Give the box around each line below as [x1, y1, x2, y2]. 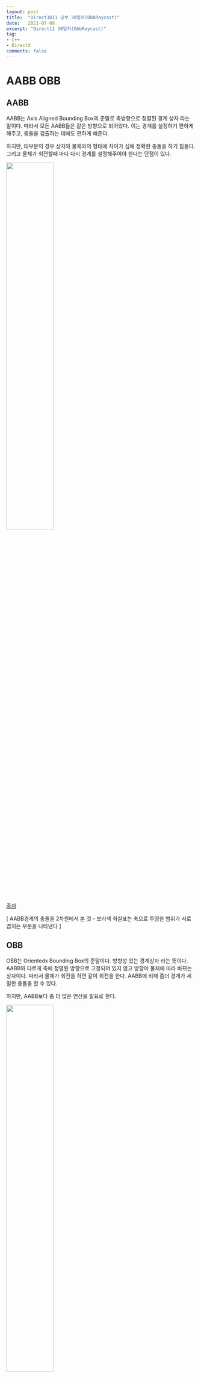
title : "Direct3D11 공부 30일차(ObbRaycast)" [6, 14, 120, 20]
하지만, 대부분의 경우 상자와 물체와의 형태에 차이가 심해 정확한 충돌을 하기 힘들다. [6, 142, 196, 149]
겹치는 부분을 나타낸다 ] [6, 922, 61, 929]
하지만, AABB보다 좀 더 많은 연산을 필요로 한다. [6, 992, 117, 1000]
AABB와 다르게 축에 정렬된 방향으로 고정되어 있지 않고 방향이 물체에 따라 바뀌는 [6, 964, 193, 971]
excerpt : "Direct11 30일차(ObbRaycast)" [6, 25, 107, 32]
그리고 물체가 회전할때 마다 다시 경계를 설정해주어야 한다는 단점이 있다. [6, 150, 172, 157]
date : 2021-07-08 [6, 20, 55, 26]
